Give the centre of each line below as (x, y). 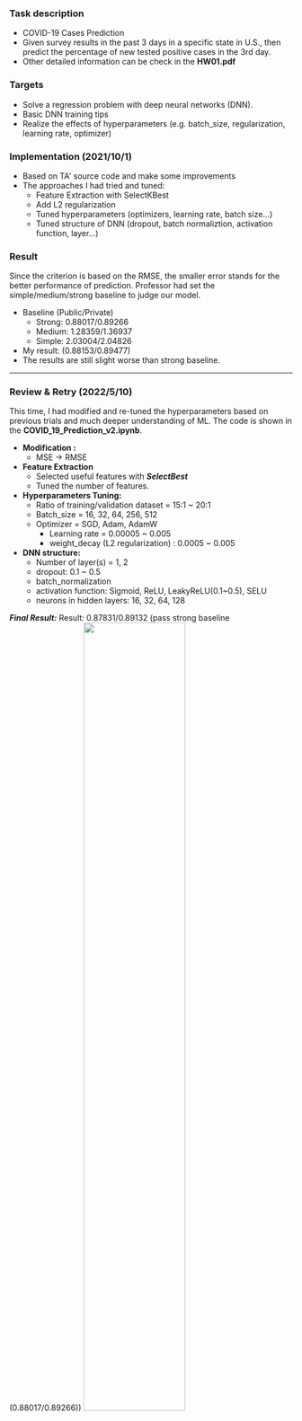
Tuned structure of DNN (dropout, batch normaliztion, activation (154, 224)
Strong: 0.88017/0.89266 (82, 322)
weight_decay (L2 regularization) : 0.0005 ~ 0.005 (142, 543)
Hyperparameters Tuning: (72, 496)
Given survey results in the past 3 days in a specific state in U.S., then (151, 42)
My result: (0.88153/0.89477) (76, 351)
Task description (47, 13)
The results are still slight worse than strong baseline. (121, 360)
